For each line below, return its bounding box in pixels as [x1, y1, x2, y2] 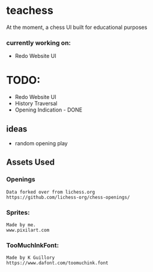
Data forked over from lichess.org [6, 189, 95, 195]
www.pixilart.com [6, 227, 50, 233]
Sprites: [6, 208, 30, 217]
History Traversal [14, 100, 58, 107]
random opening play [14, 139, 68, 147]
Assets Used [6, 157, 55, 168]
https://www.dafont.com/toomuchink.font [6, 260, 109, 266]
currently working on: [6, 39, 71, 47]
